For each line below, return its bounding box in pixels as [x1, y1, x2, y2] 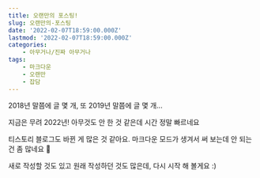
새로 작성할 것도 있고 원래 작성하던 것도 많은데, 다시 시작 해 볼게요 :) [8, 161, 217, 170]
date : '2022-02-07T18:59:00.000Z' [8, 26, 122, 34]
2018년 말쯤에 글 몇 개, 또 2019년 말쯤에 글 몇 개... [8, 100, 164, 110]
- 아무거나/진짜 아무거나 [22, 48, 91, 56]
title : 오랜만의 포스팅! [8, 11, 79, 20]
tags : [8, 56, 26, 64]
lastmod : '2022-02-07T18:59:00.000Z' [8, 33, 133, 42]
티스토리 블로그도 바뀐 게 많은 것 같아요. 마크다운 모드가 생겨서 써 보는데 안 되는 [8, 134, 253, 143]
